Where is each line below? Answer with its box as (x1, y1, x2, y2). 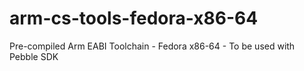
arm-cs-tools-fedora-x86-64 (9, 7, 259, 30)
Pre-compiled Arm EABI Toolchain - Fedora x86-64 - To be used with (9, 40, 296, 52)
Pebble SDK (9, 50, 59, 62)
